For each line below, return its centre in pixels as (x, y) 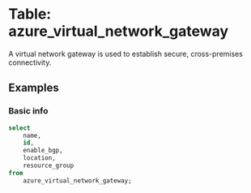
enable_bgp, (43, 151)
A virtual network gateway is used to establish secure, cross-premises (125, 54)
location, (40, 158)
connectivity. (30, 62)
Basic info (28, 111)
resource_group (49, 165)
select (19, 128)
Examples (34, 88)
